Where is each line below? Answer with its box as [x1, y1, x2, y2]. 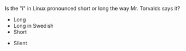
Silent [13, 40, 27, 46]
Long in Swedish [13, 23, 54, 29]
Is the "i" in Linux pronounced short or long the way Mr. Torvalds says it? [5, 5, 180, 12]
